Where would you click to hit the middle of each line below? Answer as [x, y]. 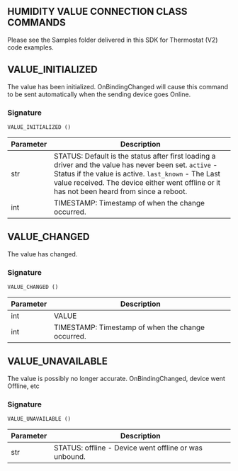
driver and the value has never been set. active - [136, 164]
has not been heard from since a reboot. [120, 191]
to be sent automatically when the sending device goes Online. [99, 94]
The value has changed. [42, 254]
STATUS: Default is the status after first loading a [135, 156]
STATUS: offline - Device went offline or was [128, 448]
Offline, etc [24, 386]
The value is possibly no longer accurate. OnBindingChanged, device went [116, 378]
